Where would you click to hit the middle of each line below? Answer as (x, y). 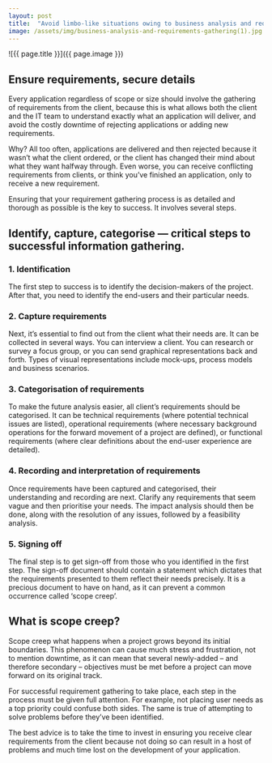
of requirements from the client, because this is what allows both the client (133, 108)
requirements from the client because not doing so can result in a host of (130, 741)
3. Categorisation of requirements (76, 390)
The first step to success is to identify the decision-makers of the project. (131, 286)
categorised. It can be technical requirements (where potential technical (128, 416)
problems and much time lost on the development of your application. (124, 749)
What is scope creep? (64, 622)
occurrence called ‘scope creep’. (63, 596)
